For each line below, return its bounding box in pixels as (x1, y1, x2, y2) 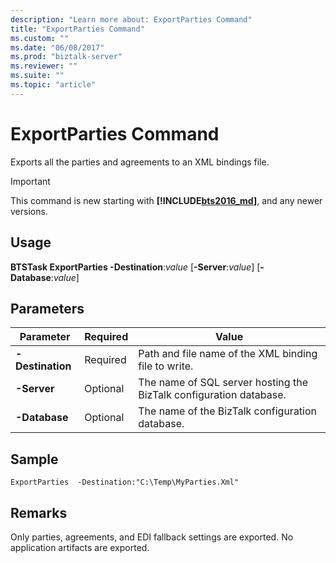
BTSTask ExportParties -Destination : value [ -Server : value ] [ (10, 261, 261, 273)
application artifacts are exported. (10, 541, 150, 553)
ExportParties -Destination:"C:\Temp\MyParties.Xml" (10, 477, 240, 488)
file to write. (138, 359, 194, 373)
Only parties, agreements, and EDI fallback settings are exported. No (10, 531, 294, 543)
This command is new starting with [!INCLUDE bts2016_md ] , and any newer (10, 194, 323, 206)
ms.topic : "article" (10, 80, 97, 90)
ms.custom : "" (10, 33, 70, 43)
